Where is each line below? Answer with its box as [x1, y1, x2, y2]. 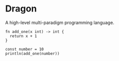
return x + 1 [10, 33, 37, 38]
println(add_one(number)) [5, 51, 59, 56]
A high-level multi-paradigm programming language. [5, 19, 114, 25]
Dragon [5, 3, 37, 14]
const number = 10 [5, 46, 44, 51]
